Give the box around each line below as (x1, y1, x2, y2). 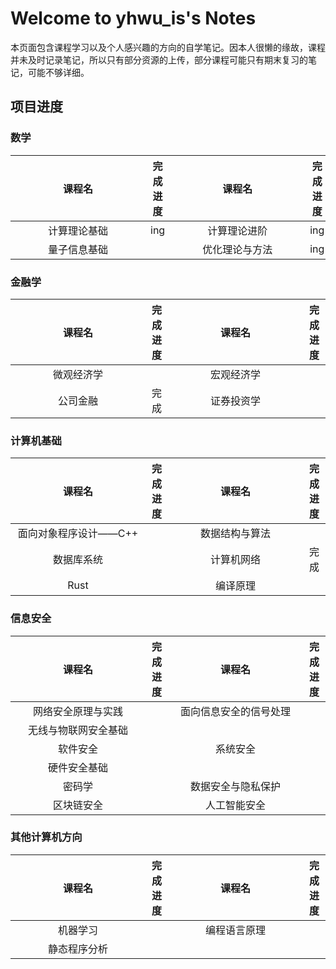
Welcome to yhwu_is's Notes (10, 7, 257, 30)
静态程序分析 (47, 942, 108, 956)
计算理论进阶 (207, 223, 268, 237)
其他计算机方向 (10, 830, 83, 844)
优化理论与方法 (202, 242, 273, 256)
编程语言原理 (204, 923, 266, 937)
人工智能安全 (204, 798, 266, 812)
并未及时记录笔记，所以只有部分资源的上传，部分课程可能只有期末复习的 (10, 53, 308, 66)
